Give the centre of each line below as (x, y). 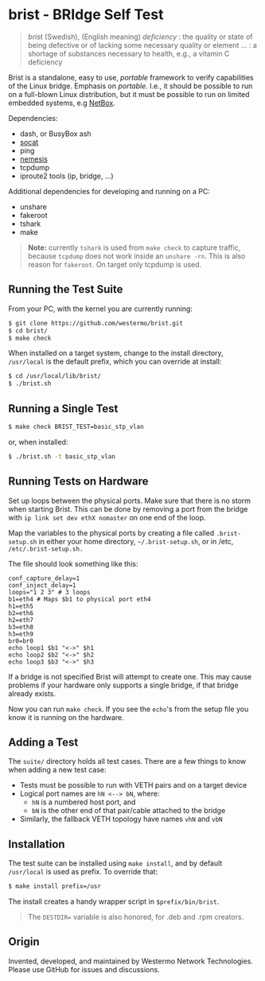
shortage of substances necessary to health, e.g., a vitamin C (129, 53)
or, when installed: (38, 442)
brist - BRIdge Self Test (86, 15)
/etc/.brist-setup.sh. (46, 549)
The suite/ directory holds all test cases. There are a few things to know (127, 761)
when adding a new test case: (57, 770)
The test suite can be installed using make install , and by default (115, 863)
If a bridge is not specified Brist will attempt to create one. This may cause (130, 676)
